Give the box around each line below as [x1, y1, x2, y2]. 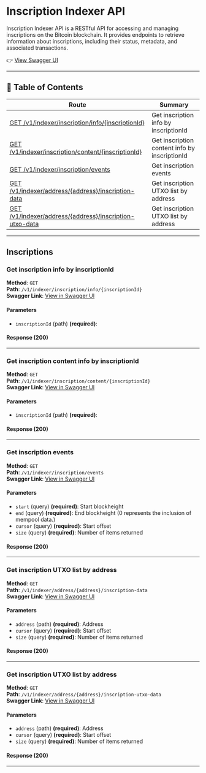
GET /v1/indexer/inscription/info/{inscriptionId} [9, 118, 145, 127]
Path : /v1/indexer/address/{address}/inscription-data [6, 586, 148, 593]
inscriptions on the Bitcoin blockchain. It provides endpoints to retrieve [6, 31, 185, 38]
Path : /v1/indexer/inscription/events [6, 468, 104, 476]
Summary [159, 100, 189, 109]
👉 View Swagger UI [6, 56, 58, 64]
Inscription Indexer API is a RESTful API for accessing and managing [6, 25, 179, 32]
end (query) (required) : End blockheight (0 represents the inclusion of [15, 509, 192, 517]
